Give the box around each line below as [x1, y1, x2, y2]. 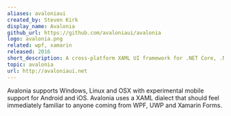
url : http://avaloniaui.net [7, 67, 88, 74]
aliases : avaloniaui [7, 10, 67, 17]
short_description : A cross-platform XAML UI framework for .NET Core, [7, 55, 217, 62]
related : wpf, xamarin [7, 42, 72, 49]
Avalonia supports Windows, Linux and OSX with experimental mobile [7, 86, 204, 95]
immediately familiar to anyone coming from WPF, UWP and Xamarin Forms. [7, 101, 223, 109]
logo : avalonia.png [7, 36, 63, 43]
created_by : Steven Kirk [7, 16, 78, 23]
